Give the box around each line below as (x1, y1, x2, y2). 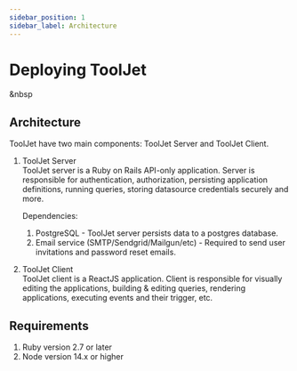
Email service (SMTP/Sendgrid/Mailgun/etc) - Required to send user (35, 238, 286, 248)
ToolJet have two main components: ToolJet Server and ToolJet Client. (9, 139, 269, 149)
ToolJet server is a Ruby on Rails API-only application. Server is (21, 165, 255, 176)
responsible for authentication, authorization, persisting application (21, 174, 269, 185)
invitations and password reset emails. (35, 246, 176, 258)
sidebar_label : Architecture (9, 21, 117, 30)
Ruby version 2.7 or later (21, 342, 113, 352)
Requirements (9, 318, 89, 334)
